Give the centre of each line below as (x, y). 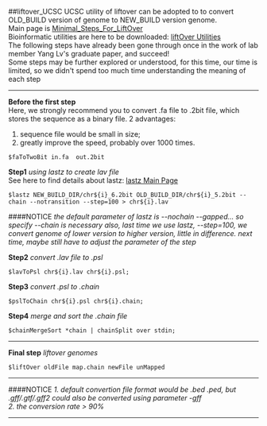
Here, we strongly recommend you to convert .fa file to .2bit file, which (124, 110)
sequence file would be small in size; (80, 134)
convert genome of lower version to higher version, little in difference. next (130, 233)
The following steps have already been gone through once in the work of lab (133, 45)
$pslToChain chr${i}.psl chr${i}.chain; (76, 301)
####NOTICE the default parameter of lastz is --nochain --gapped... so (126, 217)
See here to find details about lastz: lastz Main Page (93, 180)
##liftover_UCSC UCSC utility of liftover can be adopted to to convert (121, 12)
